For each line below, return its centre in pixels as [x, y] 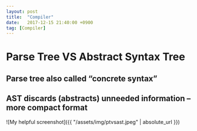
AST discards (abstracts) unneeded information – [98, 98]
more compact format [47, 108]
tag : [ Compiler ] [26, 28]
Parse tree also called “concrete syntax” [82, 78]
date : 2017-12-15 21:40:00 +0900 [50, 22]
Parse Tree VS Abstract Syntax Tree [96, 57]
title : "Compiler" [30, 17]
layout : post [22, 11]
